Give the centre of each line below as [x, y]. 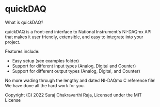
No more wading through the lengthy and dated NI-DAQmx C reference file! [80, 80]
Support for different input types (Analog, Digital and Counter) [74, 66]
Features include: [22, 51]
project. [13, 42]
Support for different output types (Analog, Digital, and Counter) [76, 71]
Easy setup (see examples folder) [45, 61]
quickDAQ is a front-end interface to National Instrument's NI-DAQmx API [78, 31]
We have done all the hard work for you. [45, 85]
